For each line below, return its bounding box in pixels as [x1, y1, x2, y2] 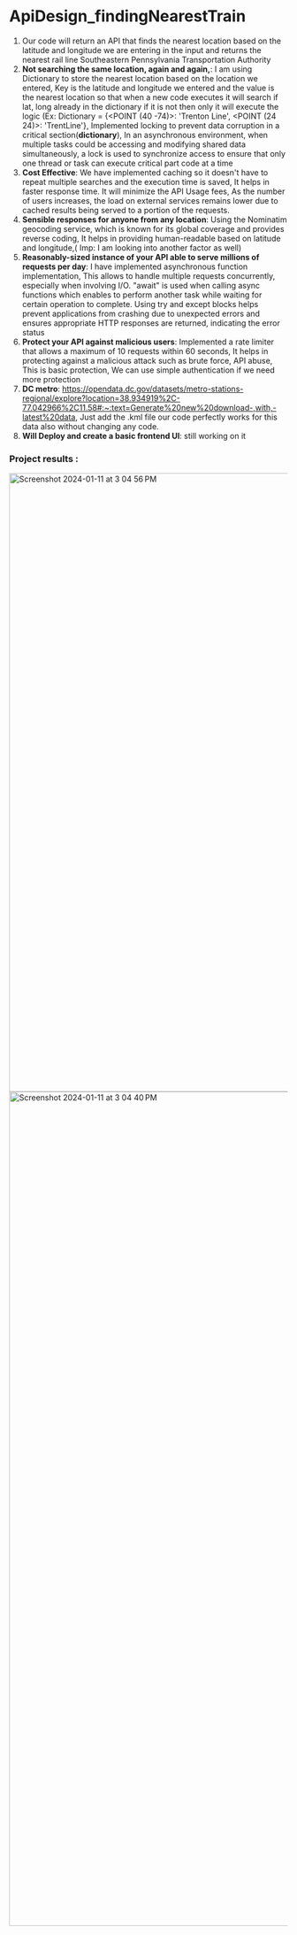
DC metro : [21, 383, 60, 394]
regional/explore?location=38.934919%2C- [21, 392, 181, 404]
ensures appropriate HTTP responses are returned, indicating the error [21, 317, 280, 328]
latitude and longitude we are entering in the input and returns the [21, 44, 263, 55]
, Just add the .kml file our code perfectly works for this [74, 412, 278, 422]
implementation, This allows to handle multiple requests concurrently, [21, 270, 276, 281]
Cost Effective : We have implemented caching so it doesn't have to [21, 166, 269, 178]
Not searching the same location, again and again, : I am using [21, 64, 253, 74]
